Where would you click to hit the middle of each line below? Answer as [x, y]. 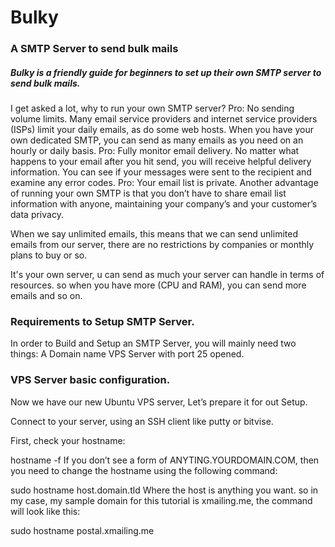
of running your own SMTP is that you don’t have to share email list [148, 193]
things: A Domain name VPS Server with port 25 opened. [127, 354]
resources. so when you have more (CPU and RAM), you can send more [158, 285]
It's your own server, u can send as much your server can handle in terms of [167, 275]
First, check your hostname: [68, 440]
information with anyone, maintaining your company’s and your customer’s [164, 204]
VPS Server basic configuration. [90, 380]
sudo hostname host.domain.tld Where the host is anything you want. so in [164, 490]
